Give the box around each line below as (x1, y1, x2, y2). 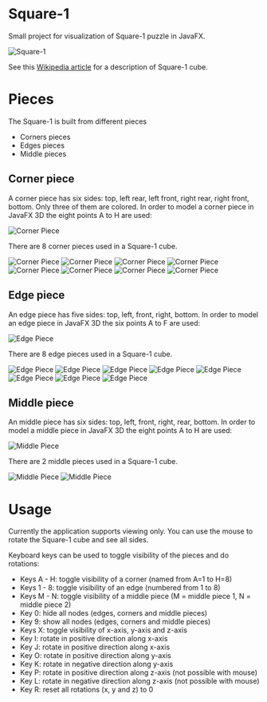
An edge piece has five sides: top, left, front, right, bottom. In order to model (8, 309, 259, 319)
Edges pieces (19, 141, 65, 150)
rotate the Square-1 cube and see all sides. (8, 535, 149, 545)
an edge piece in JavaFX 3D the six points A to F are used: (8, 318, 201, 327)
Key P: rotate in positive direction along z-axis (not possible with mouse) (19, 668, 257, 677)
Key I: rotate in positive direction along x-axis (19, 634, 168, 644)
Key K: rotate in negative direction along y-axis (19, 660, 174, 669)
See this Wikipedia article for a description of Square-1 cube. (8, 61, 209, 72)
